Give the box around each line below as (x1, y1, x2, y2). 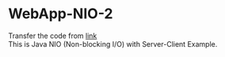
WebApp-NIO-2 (8, 5, 113, 23)
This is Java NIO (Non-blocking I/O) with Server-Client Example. (8, 39, 218, 48)
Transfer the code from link (8, 31, 97, 40)
